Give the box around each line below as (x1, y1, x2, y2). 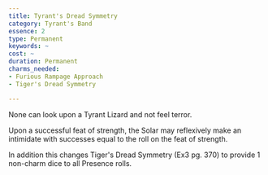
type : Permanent (8, 34, 63, 43)
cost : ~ (8, 50, 35, 58)
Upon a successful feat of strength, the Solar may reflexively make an (8, 125, 242, 135)
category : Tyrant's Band (8, 20, 93, 28)
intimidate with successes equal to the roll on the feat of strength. (8, 133, 228, 143)
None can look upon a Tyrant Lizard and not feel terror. (8, 109, 192, 119)
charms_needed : (8, 65, 60, 73)
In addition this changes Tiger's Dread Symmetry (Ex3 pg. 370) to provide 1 (8, 150, 261, 160)
